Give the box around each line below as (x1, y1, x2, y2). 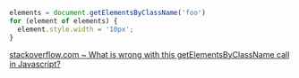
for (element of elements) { (9, 16, 118, 26)
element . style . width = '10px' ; (17, 25, 134, 34)
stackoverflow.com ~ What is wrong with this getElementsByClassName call (9, 49, 290, 59)
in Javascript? (9, 58, 61, 69)
